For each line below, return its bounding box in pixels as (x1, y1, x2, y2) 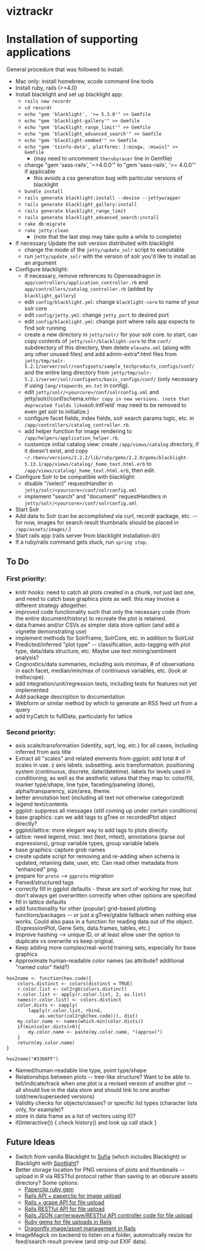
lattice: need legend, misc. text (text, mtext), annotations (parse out (15, 833, 185, 840)
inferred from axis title (15, 748, 72, 756)
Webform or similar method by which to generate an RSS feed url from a (15, 699, 198, 707)
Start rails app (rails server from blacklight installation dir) (15, 532, 160, 540)
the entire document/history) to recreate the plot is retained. (15, 614, 167, 622)
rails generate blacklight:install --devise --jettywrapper (24, 195, 181, 201)
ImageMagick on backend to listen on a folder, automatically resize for (15, 1231, 193, 1238)
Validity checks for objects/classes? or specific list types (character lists (15, 1099, 198, 1107)
